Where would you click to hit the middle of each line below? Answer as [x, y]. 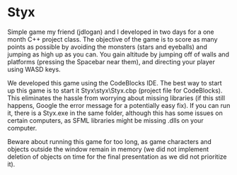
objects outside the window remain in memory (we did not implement [108, 149]
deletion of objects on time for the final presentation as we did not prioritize [117, 157]
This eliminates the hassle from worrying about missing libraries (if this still [116, 98]
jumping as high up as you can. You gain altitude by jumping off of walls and [118, 54]
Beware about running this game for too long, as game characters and [110, 141]
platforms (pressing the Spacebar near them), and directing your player [111, 61]
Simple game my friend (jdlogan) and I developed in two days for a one [111, 32]
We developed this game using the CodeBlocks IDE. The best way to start [115, 83]
